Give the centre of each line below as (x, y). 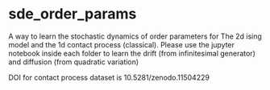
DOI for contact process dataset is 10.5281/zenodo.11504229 (109, 77)
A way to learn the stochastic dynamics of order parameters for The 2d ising (135, 36)
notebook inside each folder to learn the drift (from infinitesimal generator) (132, 53)
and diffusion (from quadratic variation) (74, 62)
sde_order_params (73, 14)
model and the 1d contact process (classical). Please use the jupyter (122, 44)
